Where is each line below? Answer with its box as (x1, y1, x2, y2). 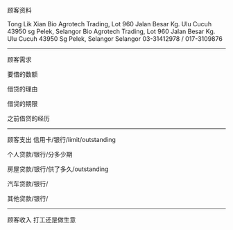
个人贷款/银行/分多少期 (7, 150, 73, 158)
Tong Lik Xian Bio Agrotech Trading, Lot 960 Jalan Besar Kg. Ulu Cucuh (7, 20, 212, 28)
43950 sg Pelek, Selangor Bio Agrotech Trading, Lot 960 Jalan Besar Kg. (7, 27, 216, 35)
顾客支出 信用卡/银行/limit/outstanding (7, 136, 116, 143)
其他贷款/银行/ (7, 195, 49, 202)
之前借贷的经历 (7, 114, 50, 123)
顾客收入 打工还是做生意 (7, 215, 76, 224)
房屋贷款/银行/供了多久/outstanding (7, 165, 109, 173)
